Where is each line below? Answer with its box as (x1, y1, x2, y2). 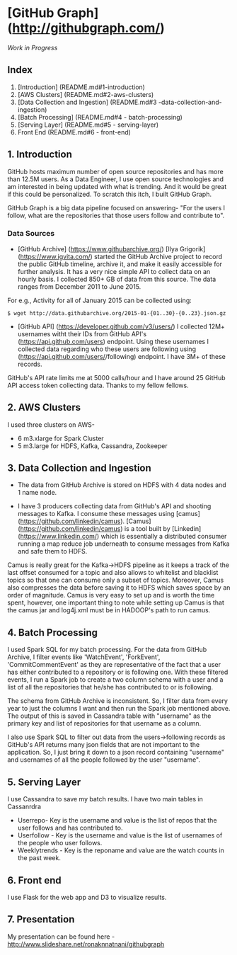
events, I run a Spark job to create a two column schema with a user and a (7, 675, 224, 684)
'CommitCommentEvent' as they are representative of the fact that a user (7, 661, 221, 669)
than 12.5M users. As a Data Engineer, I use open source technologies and (7, 175, 224, 183)
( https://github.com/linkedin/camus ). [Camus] (17, 517, 151, 525)
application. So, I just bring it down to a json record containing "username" (7, 748, 225, 757)
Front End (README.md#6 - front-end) (17, 127, 131, 136)
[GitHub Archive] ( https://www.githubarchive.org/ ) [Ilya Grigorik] (17, 244, 206, 253)
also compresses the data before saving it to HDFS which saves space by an (7, 583, 231, 592)
